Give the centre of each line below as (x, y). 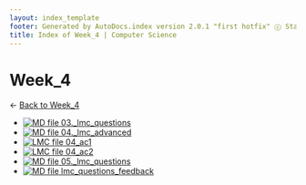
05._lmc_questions (96, 161)
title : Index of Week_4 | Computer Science (93, 35)
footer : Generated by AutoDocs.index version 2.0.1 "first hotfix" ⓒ (146, 26)
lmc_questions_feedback (107, 171)
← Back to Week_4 (45, 105)
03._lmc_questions (96, 123)
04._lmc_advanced (96, 132)
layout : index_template (55, 18)
